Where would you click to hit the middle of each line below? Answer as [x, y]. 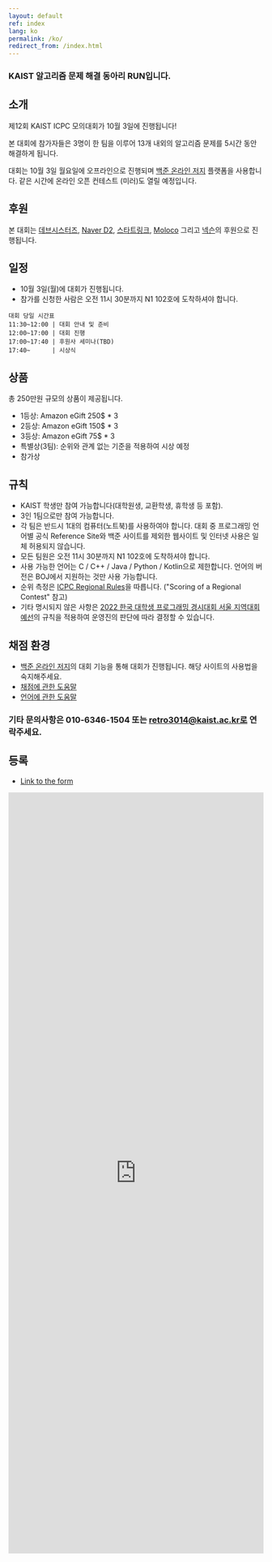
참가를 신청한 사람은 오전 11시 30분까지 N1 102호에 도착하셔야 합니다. [129, 299]
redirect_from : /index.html [56, 46]
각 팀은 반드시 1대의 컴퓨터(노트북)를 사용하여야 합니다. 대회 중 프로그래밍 [135, 526]
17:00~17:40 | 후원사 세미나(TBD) [62, 342]
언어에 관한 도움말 [48, 697]
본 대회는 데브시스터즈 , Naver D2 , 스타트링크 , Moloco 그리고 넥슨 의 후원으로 [129, 230]
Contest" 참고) [44, 597]
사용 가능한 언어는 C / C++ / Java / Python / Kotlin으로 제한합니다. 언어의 [137, 567]
